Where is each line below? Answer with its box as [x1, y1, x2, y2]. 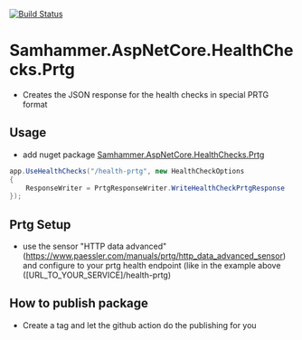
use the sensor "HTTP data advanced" [22, 241, 167, 252]
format [22, 99, 48, 109]
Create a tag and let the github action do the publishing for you [22, 319, 257, 330]
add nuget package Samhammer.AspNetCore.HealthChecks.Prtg [22, 149, 265, 160]
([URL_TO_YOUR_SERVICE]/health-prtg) [22, 269, 172, 280]
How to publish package [9, 296, 149, 311]
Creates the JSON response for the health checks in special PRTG [22, 89, 269, 99]
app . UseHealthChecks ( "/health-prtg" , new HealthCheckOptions [9, 166, 245, 175]
